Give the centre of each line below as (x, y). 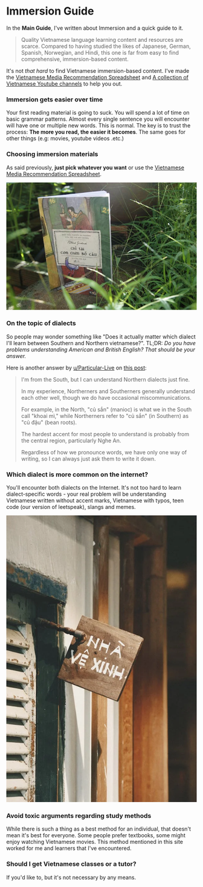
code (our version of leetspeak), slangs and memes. (71, 507)
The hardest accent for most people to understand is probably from (105, 434)
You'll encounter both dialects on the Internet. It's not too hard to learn (94, 488)
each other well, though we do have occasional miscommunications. (106, 397)
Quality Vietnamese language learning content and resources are (102, 39)
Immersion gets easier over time (55, 99)
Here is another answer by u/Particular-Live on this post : (76, 368)
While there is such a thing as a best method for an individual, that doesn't (99, 829)
